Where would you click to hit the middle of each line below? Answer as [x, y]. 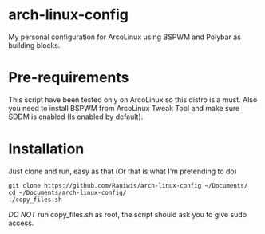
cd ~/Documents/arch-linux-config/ [67, 192]
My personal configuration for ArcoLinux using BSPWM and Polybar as [125, 37]
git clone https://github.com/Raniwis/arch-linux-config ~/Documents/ [128, 185]
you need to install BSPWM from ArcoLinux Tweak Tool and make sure [124, 108]
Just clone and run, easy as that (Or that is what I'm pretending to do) [123, 171]
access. [21, 223]
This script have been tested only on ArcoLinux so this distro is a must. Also [133, 99]
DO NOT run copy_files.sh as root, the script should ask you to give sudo [128, 214]
